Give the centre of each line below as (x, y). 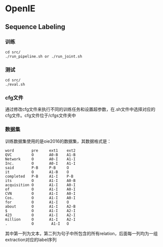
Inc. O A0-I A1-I (41, 163)
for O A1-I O (37, 202)
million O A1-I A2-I (41, 219)
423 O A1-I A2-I (41, 215)
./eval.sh (15, 85)
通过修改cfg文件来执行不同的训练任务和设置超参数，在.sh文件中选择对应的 (80, 109)
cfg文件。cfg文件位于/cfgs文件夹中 (41, 116)
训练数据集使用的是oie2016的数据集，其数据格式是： (58, 141)
